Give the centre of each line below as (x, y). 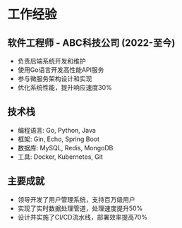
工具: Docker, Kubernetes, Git (60, 157)
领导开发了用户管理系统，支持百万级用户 (76, 199)
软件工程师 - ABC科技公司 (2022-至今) (91, 43)
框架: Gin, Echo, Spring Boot (59, 139)
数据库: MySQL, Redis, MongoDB (65, 148)
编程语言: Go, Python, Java (57, 130)
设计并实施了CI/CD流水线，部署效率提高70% (83, 217)
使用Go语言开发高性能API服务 (61, 70)
